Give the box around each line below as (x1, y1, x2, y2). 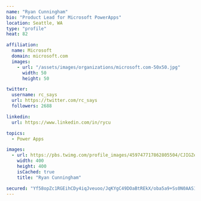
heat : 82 (6, 31, 28, 37)
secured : (6, 185, 28, 191)
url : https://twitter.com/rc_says (11, 97, 98, 104)
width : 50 (22, 70, 47, 76)
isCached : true (17, 169, 55, 175)
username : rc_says (11, 92, 58, 98)
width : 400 (17, 158, 44, 164)
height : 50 (22, 76, 50, 82)
